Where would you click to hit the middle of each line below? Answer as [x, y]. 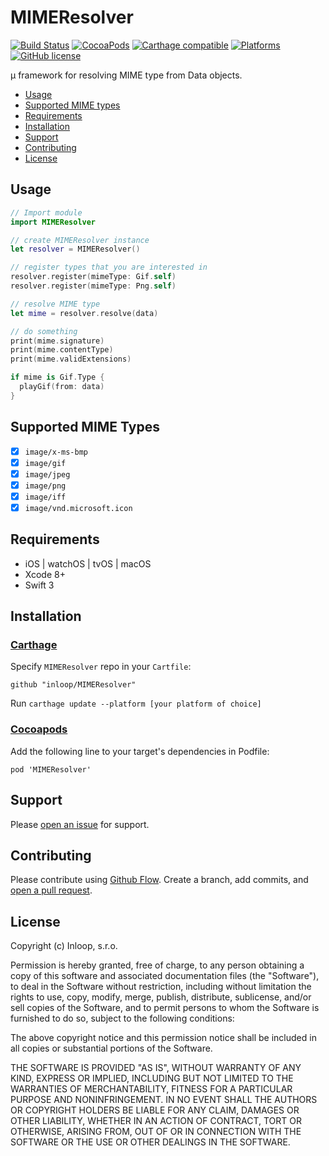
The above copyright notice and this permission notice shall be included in [163, 1038]
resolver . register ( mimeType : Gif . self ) [93, 277]
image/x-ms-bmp [56, 452]
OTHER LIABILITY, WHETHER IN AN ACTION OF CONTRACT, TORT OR [156, 1121]
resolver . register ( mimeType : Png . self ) [93, 286]
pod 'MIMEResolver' [51, 769]
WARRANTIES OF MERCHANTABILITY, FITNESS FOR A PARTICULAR [151, 1089]
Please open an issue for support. [80, 824]
